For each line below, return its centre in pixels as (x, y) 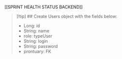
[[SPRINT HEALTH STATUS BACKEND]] (44, 7)
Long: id (32, 26)
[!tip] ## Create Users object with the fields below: (67, 16)
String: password (41, 46)
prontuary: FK (37, 51)
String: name (36, 31)
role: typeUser (38, 36)
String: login (36, 41)
